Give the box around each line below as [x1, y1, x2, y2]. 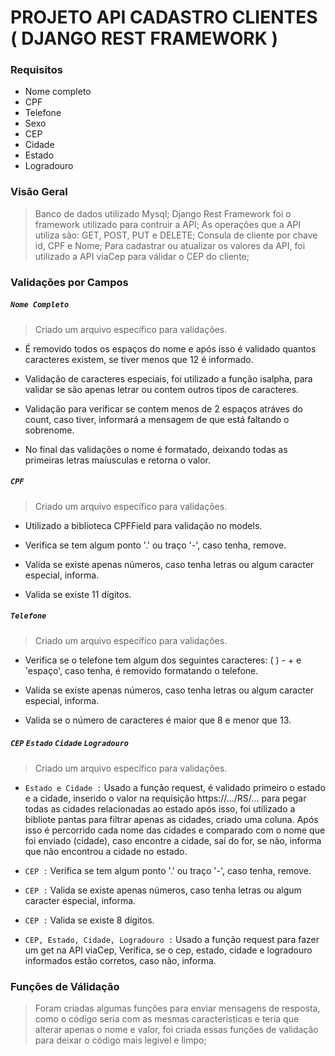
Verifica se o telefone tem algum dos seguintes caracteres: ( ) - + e [24, 654, 302, 666]
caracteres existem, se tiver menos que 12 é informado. [24, 353, 254, 365]
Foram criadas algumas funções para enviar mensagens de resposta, [34, 1002, 321, 1014]
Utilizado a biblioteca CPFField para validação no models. [24, 519, 263, 531]
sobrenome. [24, 424, 75, 436]
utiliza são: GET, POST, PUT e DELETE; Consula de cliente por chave [34, 229, 318, 241]
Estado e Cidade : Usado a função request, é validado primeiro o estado [24, 781, 326, 793]
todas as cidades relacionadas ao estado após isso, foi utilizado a [24, 802, 296, 815]
